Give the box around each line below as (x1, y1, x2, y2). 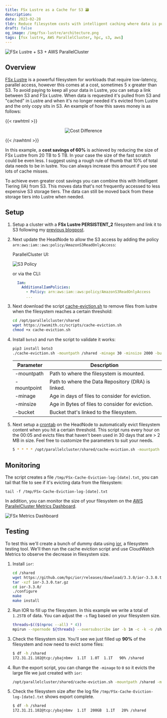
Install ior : (12, 560, 34, 566)
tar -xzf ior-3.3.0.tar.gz (12, 579, 69, 585)
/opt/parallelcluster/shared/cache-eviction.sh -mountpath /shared (12, 679, 155, 685)
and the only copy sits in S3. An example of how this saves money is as (5, 103, 151, 109)
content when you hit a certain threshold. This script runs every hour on (12, 427, 160, 433)
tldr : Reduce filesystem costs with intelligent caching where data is (5, 21, 157, 26)
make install (12, 598, 40, 603)
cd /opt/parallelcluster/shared (12, 318, 80, 323)
